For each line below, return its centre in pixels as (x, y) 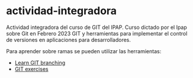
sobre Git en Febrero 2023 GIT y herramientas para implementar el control (97, 33)
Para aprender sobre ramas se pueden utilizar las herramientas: (84, 51)
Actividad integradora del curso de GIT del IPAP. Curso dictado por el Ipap (97, 27)
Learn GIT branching (40, 63)
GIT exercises (31, 69)
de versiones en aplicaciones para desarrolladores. (69, 40)
